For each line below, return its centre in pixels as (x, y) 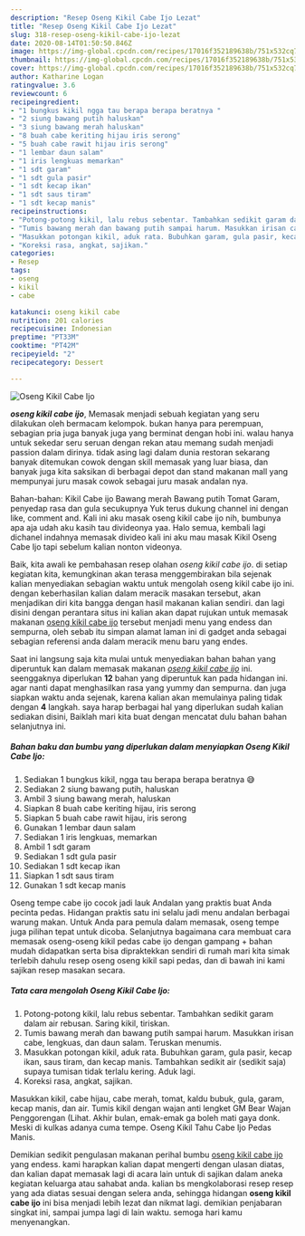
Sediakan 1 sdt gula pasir (70, 856)
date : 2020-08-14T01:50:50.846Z (71, 43)
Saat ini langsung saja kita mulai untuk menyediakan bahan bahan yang (143, 658)
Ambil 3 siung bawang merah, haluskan (97, 799)
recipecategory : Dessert (57, 362)
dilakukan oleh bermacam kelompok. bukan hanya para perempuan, (137, 423)
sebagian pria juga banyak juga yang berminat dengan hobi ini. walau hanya (152, 433)
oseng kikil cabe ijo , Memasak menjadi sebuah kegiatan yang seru (135, 414)
